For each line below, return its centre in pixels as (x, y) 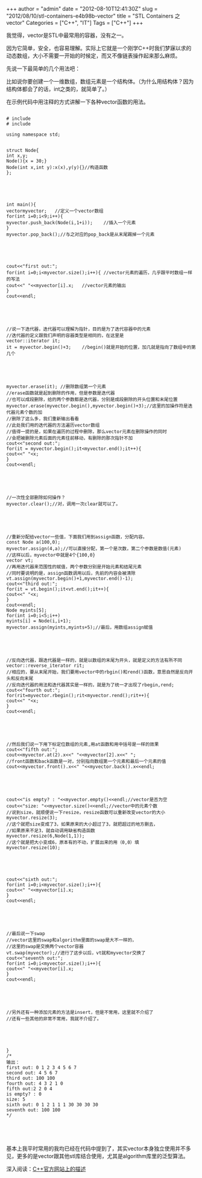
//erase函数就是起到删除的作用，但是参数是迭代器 (61, 393)
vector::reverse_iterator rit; (46, 666)
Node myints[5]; (27, 611)
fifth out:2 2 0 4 (29, 1089)
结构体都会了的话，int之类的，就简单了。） (58, 89)
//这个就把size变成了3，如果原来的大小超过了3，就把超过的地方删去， (82, 824)
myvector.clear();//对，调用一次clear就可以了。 (63, 504)
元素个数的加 (29, 412)
